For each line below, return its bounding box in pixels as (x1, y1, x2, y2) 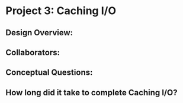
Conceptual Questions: (5, 68, 93, 78)
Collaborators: (5, 47, 60, 57)
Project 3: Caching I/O (5, 4, 117, 18)
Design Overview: (5, 28, 73, 38)
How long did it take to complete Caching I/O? (5, 87, 178, 98)
